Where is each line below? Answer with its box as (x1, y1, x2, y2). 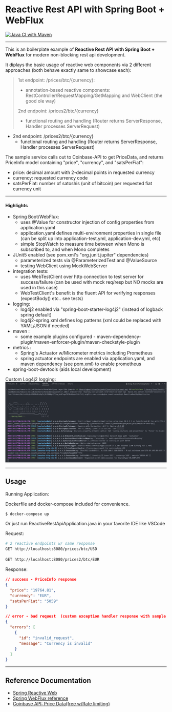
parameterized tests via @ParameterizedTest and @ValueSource (20, 258, 157, 264)
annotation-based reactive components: (25, 87, 111, 93)
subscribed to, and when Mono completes (20, 246, 110, 252)
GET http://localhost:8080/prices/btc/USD (5, 546, 97, 551)
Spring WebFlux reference (12, 695, 69, 701)
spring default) (20, 312, 52, 318)
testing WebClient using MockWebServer (20, 263, 107, 269)
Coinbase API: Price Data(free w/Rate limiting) (12, 701, 110, 707)
